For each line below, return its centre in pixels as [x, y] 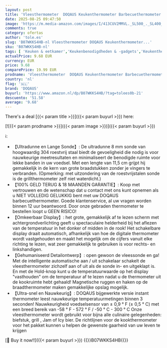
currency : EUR [20, 61]
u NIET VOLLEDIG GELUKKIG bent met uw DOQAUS [65, 196]
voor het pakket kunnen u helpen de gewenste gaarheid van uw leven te [86, 325]
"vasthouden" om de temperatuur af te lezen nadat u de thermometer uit [87, 277]
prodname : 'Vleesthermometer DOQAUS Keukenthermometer [64, 75]
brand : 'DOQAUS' [22, 88]
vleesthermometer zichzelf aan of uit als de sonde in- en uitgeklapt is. [84, 266]
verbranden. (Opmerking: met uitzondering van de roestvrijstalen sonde [86, 174]
